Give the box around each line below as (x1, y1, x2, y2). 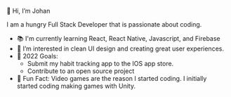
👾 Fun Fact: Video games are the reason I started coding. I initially (16, 75, 207, 82)
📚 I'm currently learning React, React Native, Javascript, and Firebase (16, 34, 220, 42)
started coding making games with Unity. (16, 82, 136, 90)
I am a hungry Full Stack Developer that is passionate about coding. (6, 20, 202, 28)
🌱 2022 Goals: (16, 52, 58, 60)
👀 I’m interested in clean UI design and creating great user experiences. (16, 44, 224, 53)
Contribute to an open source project (27, 67, 135, 75)
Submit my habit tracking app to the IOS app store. (27, 60, 174, 67)
